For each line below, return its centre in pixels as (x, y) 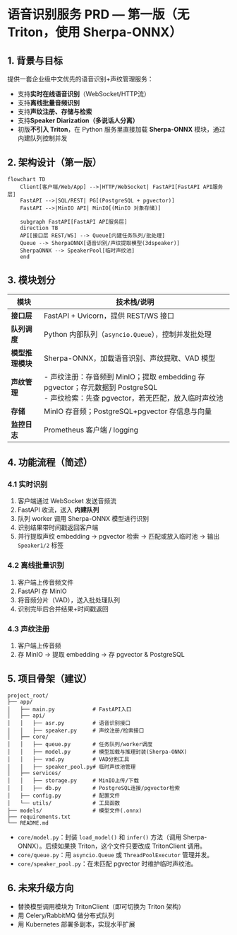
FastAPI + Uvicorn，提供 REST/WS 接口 (109, 316)
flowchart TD (26, 179)
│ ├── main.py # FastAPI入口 (69, 709)
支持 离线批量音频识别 (48, 103)
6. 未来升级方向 (41, 888)
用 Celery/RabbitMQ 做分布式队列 (66, 915)
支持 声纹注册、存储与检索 (55, 111)
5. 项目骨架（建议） (50, 679)
